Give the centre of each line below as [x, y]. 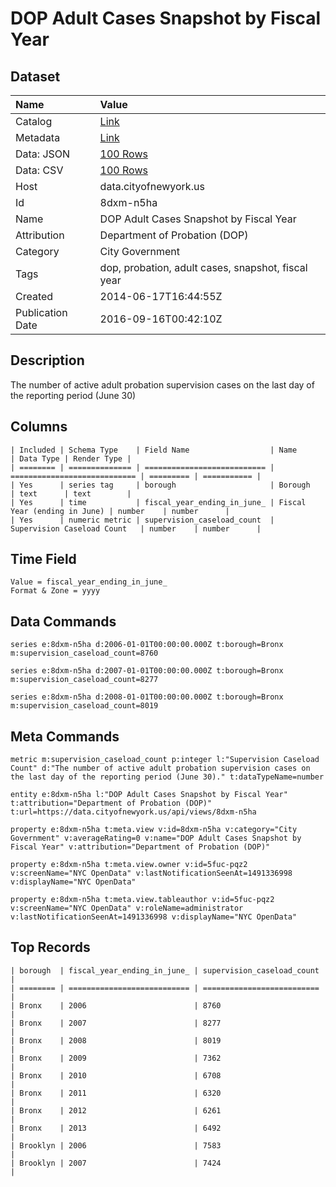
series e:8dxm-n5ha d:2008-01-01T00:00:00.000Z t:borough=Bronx [147, 697]
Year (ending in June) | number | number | [120, 511]
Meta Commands [65, 736]
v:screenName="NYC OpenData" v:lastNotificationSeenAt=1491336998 [151, 873]
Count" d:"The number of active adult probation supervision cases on [160, 768]
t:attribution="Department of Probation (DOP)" [111, 803]
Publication [41, 312]
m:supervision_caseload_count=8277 [84, 680]
